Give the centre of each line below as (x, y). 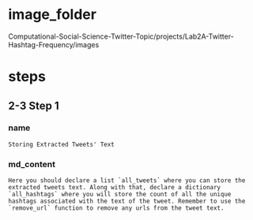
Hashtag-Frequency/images (54, 44)
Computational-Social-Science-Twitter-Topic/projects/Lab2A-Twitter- (121, 36)
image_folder (53, 15)
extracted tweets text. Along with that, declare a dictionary (115, 188)
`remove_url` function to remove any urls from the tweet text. (116, 208)
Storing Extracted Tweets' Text (61, 144)
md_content (32, 164)
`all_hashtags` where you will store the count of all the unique (120, 195)
